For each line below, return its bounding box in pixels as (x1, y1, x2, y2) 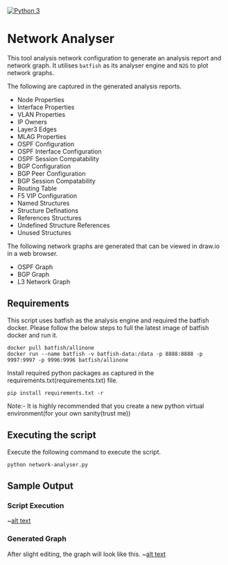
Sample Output (7, 480, 74, 491)
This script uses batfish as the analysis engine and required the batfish (7, 316, 209, 325)
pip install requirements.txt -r (7, 389, 104, 396)
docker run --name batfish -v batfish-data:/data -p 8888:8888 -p (7, 350, 203, 357)
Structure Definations (17, 206, 78, 215)
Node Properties (17, 95, 64, 104)
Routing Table (17, 184, 58, 193)
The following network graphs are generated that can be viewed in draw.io (7, 242, 220, 250)
